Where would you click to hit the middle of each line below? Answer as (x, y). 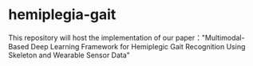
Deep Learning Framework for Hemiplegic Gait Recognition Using (138, 46)
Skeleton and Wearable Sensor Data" (69, 55)
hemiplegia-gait (62, 15)
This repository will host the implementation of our (91, 37)
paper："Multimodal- (210, 37)
